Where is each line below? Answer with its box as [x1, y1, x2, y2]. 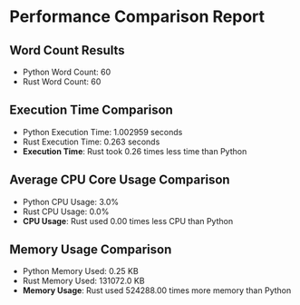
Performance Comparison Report [9, 6, 266, 27]
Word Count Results [9, 43, 125, 58]
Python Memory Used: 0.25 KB [22, 266, 139, 277]
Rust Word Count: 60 [22, 76, 102, 87]
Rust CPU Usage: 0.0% [22, 206, 110, 217]
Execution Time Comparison [9, 103, 174, 118]
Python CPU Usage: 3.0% [22, 196, 120, 207]
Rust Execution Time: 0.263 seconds [22, 136, 160, 147]
